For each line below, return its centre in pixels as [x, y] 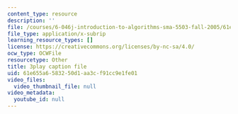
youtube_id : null [39, 100]
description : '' [31, 21]
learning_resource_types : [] [50, 40]
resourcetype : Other [38, 60]
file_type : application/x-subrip [57, 34]
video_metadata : [31, 93]
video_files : [27, 80]
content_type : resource [42, 14]
